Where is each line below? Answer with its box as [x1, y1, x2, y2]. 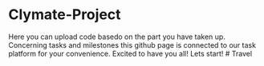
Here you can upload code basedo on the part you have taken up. [8, 32, 226, 41]
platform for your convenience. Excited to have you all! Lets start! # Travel [8, 49, 253, 58]
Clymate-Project [8, 6, 122, 24]
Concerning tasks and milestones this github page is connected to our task [8, 40, 257, 49]
